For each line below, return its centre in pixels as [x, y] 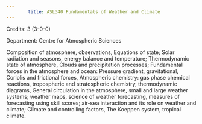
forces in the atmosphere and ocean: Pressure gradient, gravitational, [93, 71]
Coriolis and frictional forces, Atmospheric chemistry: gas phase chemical [98, 77]
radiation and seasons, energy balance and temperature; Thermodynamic [98, 58]
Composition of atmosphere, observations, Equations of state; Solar [90, 52]
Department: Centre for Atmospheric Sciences [64, 40]
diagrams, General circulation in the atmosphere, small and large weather [97, 90]
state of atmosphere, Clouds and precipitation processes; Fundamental [94, 65]
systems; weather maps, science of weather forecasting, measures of [93, 96]
